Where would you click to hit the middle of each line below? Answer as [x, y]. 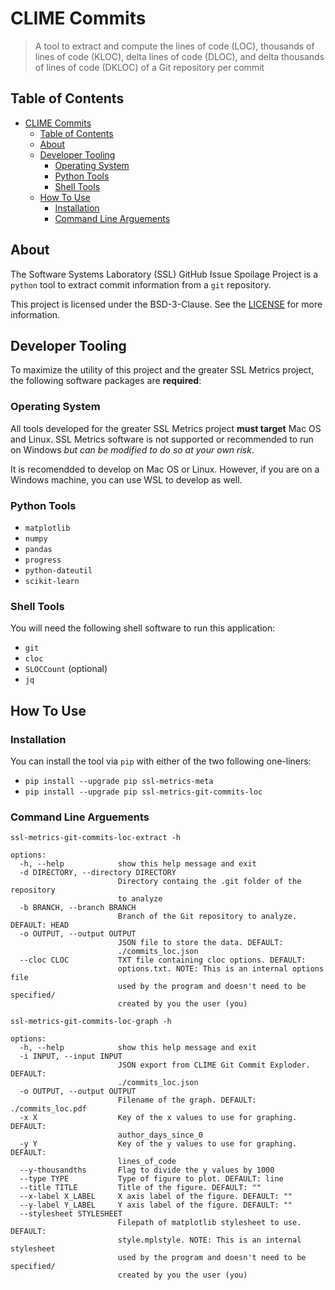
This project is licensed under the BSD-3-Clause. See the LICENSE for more [166, 304]
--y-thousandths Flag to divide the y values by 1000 [147, 1170]
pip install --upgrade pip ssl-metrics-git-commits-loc [143, 792]
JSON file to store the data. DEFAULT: [200, 943]
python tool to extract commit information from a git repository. [141, 284]
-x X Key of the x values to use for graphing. [158, 1118]
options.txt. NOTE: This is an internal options [221, 969]
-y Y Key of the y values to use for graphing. [158, 1144]
